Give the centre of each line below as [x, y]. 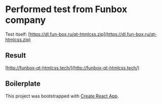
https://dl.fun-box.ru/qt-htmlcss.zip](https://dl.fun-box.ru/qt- [93, 34]
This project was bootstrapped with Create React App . [62, 96]
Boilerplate [23, 84]
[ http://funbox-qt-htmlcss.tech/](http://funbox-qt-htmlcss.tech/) [72, 67]
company [26, 20]
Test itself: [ [18, 34]
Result [16, 56]
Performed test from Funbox [66, 9]
